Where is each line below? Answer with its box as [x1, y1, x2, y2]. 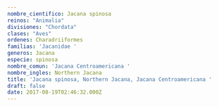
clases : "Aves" [7, 30, 52, 37]
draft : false [7, 82, 46, 89]
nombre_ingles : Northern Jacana [7, 69, 102, 76]
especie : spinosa [7, 56, 58, 63]
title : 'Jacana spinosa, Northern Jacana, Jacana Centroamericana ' [7, 75, 212, 83]
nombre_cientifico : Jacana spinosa [7, 10, 112, 18]
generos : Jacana [7, 50, 55, 57]
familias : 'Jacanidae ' [7, 43, 77, 50]
